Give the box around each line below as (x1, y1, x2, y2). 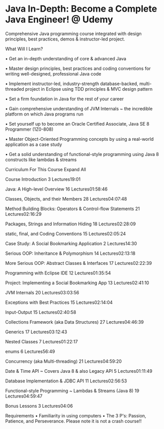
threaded (5, 86, 24, 92)
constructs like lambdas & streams (5, 157, 77, 163)
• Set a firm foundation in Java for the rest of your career (5, 96, 124, 102)
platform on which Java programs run (5, 111, 84, 117)
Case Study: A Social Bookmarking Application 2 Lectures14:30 (5, 240, 137, 246)
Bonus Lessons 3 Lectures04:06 (5, 403, 73, 409)
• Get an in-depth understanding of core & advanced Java (5, 55, 127, 61)
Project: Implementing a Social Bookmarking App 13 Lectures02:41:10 (5, 280, 149, 286)
